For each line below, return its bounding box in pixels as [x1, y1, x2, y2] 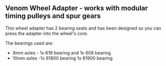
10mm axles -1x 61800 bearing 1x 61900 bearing [12, 55, 113, 61]
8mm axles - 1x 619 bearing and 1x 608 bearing [12, 49, 111, 55]
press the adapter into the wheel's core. [5, 30, 88, 36]
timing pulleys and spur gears [5, 12, 101, 20]
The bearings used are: [5, 40, 54, 46]
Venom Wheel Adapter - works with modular [5, 4, 148, 12]
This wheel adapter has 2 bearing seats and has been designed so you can [5, 25, 161, 31]
